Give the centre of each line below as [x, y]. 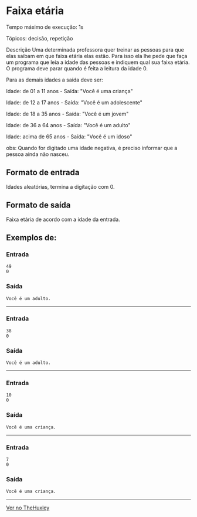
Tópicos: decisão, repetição [40, 38]
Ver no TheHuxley [28, 508]
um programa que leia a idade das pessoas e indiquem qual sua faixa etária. [98, 62]
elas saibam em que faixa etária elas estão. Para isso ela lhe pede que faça [97, 56]
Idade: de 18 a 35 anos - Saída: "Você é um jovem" [67, 114]
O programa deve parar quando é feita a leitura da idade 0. [77, 68]
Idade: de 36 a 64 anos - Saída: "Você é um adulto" [68, 125]
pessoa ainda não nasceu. [38, 154]
